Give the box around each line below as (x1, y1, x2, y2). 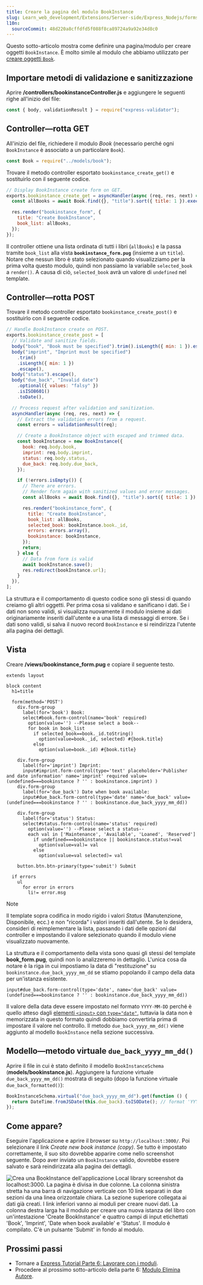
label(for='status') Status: (22, 815, 96, 821)
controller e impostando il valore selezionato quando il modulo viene (6, 931, 176, 938)
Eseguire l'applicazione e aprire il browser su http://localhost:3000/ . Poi (6, 1137, 190, 1145)
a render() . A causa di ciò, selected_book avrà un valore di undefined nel (6, 268, 187, 275)
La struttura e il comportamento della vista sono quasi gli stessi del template (6, 949, 196, 956)
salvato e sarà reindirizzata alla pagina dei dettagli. (6, 1163, 133, 1170)
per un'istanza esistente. (6, 975, 68, 982)
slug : (6, 15, 20, 21)
